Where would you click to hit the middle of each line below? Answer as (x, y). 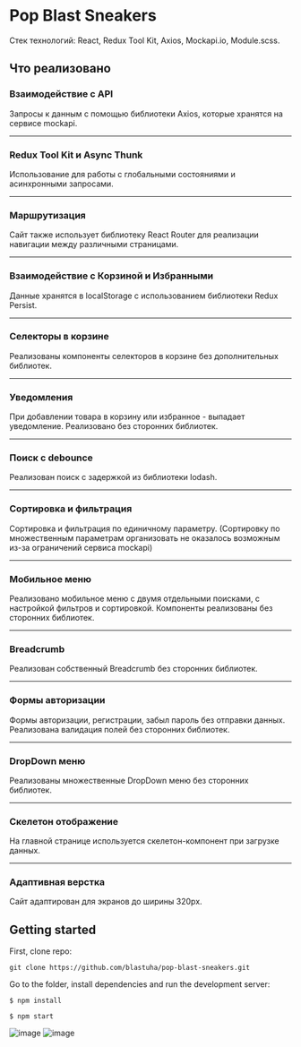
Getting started (53, 929)
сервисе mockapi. (43, 123)
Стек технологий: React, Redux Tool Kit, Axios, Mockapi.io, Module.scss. (145, 40)
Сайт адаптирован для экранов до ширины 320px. (106, 902)
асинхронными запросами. (61, 184)
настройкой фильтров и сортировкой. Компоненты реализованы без (141, 608)
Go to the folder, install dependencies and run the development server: (140, 984)
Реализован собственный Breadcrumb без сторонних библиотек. (133, 669)
